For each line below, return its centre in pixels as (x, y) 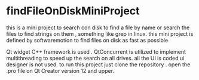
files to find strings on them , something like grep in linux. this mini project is (100, 33)
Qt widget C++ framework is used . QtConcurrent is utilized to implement (96, 51)
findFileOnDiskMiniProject (73, 11)
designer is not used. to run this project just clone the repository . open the (98, 64)
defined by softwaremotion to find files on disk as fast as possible (87, 40)
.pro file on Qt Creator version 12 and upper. (60, 70)
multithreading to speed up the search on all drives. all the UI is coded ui (95, 58)
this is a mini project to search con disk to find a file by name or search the (98, 27)
